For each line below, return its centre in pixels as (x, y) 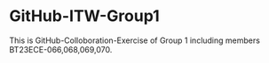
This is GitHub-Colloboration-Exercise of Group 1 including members (134, 40)
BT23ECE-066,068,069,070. (61, 49)
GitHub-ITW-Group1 (84, 16)
